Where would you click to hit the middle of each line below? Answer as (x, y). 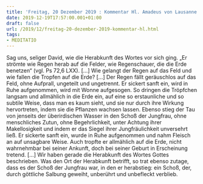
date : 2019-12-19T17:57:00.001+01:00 (54, 18)
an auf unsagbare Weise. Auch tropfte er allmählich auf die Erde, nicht (94, 142)
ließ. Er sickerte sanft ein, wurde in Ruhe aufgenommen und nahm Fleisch (98, 135)
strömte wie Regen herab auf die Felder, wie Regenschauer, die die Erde (97, 64)
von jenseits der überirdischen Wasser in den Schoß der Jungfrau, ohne (97, 116)
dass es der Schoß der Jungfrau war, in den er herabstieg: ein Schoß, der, (99, 168)
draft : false (23, 23)
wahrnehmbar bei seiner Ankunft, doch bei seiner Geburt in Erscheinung (97, 148)
